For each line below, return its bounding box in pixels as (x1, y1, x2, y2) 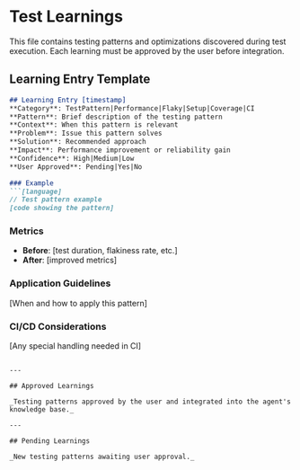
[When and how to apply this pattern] (9, 297, 148, 308)
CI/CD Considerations (9, 320, 107, 333)
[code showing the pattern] (9, 204, 115, 213)
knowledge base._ (9, 405, 75, 414)
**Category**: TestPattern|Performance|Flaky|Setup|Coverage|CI (9, 103, 255, 113)
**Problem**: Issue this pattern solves (9, 129, 163, 138)
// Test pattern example (9, 195, 102, 204)
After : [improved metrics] (22, 254, 118, 266)
